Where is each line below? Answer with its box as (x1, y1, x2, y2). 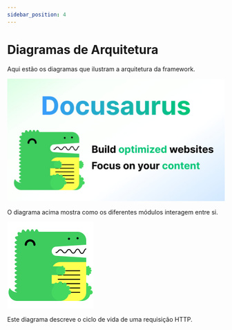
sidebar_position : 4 (7, 11, 67, 18)
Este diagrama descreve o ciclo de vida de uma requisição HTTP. (7, 315, 193, 324)
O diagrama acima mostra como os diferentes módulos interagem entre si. (7, 208, 219, 217)
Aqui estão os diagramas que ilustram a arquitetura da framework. (7, 64, 195, 73)
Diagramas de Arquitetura (7, 42, 159, 57)
